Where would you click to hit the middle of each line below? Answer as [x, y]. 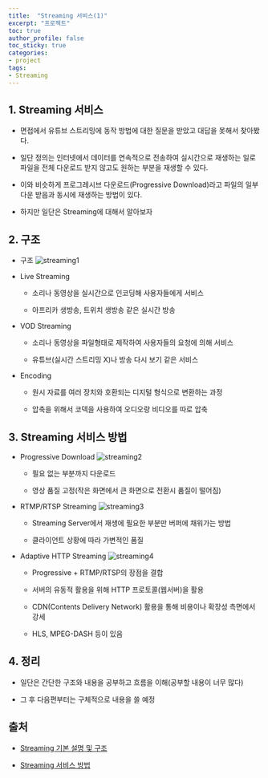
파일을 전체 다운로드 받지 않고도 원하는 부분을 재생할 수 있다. [114, 168]
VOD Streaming [46, 326]
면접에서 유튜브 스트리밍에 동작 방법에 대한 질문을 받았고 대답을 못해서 [129, 131]
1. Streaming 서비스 [56, 110]
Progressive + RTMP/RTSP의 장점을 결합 [97, 573]
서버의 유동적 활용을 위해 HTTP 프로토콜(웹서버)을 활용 [118, 590]
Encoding [36, 376]
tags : [17, 68]
